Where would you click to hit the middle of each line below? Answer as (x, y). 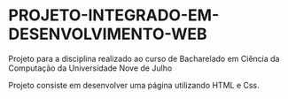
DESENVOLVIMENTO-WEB (108, 34)
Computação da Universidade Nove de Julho (90, 68)
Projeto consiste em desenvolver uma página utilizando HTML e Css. (134, 85)
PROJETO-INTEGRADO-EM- (114, 15)
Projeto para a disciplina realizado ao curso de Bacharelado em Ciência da (144, 58)
